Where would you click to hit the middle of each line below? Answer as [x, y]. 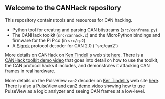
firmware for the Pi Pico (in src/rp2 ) [49, 40]
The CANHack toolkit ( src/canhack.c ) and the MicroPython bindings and [86, 35]
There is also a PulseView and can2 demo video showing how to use [75, 86]
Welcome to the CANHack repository [63, 8]
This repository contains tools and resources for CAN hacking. [69, 20]
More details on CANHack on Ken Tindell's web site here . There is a [74, 55]
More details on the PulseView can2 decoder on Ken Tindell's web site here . [82, 80]
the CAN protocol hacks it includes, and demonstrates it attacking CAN [78, 65]
